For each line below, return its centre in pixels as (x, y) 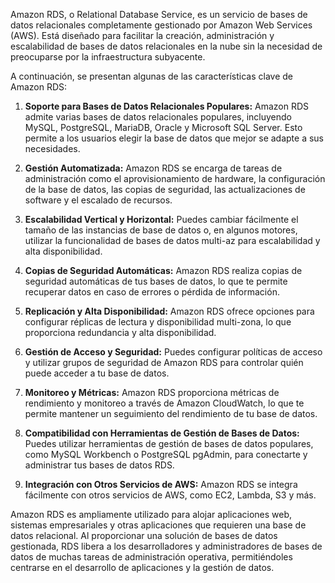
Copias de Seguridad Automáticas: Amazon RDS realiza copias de (163, 270)
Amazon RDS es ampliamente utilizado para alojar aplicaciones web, (151, 514)
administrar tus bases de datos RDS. (99, 465)
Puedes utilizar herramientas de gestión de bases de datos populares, (169, 443)
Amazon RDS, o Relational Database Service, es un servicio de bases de (159, 14)
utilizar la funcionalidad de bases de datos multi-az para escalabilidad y (172, 240)
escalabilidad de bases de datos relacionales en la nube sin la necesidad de (166, 46)
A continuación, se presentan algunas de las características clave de (151, 76)
